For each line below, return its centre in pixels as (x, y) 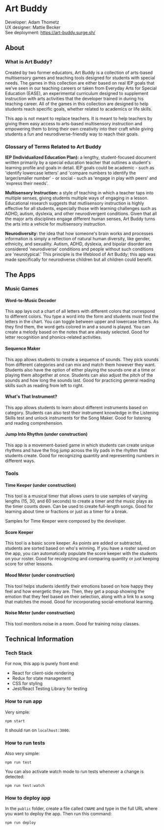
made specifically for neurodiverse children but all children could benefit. (79, 259)
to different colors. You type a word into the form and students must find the (82, 317)
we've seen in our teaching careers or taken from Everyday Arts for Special (81, 88)
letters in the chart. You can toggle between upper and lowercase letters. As (82, 322)
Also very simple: (23, 754)
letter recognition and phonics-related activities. (53, 337)
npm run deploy (21, 823)
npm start (15, 721)
